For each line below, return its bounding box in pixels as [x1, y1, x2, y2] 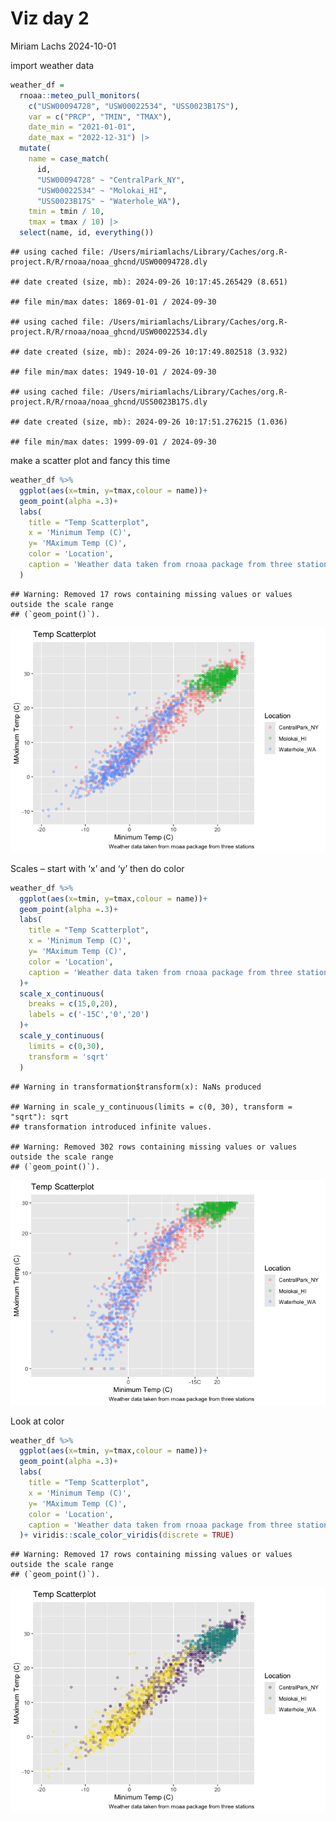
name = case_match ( [28, 154, 110, 164]
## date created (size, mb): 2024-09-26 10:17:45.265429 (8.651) [10, 277, 288, 287]
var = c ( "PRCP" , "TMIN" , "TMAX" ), [28, 112, 172, 122]
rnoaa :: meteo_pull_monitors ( [19, 90, 141, 101]
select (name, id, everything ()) [19, 228, 155, 238]
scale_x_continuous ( [19, 988, 105, 999]
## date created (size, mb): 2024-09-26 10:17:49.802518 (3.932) [10, 347, 288, 357]
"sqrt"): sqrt [10, 1112, 70, 1122]
